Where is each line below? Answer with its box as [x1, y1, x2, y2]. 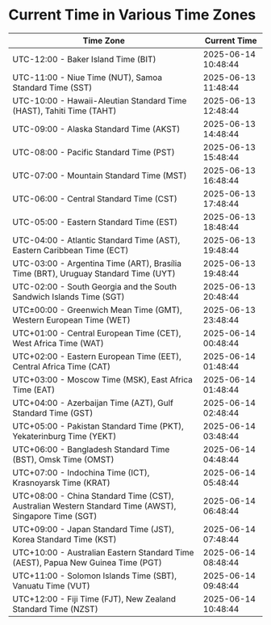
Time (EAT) [12, 384, 55, 395]
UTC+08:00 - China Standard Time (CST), [12, 490, 174, 501]
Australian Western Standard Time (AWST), [12, 500, 177, 511]
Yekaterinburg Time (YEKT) [12, 430, 117, 441]
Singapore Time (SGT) [12, 510, 98, 522]
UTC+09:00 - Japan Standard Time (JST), [12, 523, 175, 534]
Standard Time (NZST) [12, 603, 98, 614]
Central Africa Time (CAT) [12, 361, 111, 372]
